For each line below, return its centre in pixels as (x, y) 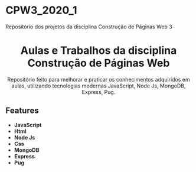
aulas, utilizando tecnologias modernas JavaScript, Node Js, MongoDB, (99, 86)
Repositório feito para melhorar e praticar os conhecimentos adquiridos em (99, 79)
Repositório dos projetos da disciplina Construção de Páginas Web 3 (89, 27)
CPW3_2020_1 (41, 10)
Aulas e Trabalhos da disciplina (99, 51)
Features (22, 111)
